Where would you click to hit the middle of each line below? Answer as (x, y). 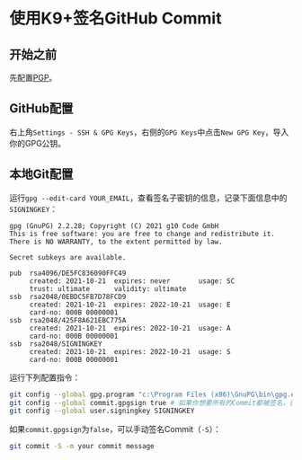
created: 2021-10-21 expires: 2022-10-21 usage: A (130, 328)
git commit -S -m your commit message (82, 447)
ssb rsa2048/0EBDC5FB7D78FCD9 (68, 296)
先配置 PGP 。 (33, 78)
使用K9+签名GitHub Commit (115, 18)
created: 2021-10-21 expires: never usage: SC (132, 281)
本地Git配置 (41, 175)
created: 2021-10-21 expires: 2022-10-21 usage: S (130, 351)
